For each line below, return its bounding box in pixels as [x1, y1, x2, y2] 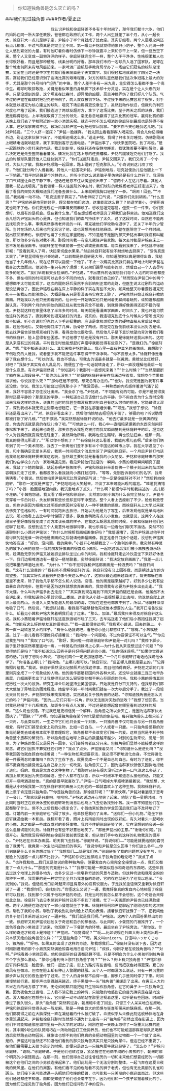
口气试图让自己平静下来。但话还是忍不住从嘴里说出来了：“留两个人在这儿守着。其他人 [9, 178, 162, 183]
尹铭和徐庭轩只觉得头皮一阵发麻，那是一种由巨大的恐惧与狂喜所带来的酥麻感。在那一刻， [5, 1006, 164, 1011]
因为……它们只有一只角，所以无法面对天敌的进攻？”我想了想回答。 [44, 697, 160, 703]
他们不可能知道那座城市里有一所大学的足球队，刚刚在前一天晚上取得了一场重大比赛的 [5, 1022, 156, 1027]
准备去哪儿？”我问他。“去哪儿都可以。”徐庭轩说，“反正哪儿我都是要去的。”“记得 [22, 660, 165, 665]
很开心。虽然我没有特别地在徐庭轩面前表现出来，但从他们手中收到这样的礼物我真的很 [5, 833, 156, 838]
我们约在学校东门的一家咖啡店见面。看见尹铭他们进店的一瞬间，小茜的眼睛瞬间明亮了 [5, 460, 156, 465]
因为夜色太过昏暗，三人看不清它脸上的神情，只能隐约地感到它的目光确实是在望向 [12, 990, 156, 995]
